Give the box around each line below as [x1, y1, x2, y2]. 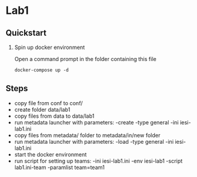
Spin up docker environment [14, 43, 85, 51]
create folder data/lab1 [14, 106, 70, 113]
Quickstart [5, 28, 47, 38]
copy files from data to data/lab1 [14, 112, 95, 120]
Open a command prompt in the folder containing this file [14, 56, 157, 62]
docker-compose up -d [14, 67, 69, 73]
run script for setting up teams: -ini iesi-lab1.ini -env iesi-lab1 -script [14, 157, 183, 164]
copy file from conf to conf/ [14, 99, 83, 106]
